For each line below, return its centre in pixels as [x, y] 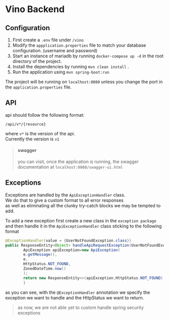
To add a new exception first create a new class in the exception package [81, 220]
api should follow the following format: [45, 115]
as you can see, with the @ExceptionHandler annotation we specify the [78, 292]
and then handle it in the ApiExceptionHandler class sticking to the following [83, 226]
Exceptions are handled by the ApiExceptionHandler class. [65, 195]
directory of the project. [37, 61]
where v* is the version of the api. [40, 133]
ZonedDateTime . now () [45, 269]
